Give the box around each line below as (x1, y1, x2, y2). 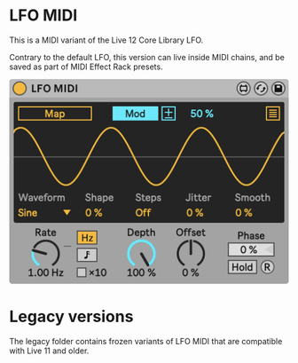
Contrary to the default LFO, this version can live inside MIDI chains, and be (9, 51, 286, 62)
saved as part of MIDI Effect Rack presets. (9, 61, 163, 72)
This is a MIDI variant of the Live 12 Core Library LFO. (9, 35, 204, 45)
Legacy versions (9, 306, 134, 327)
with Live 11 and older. (9, 345, 90, 356)
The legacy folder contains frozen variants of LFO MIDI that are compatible (9, 335, 283, 346)
